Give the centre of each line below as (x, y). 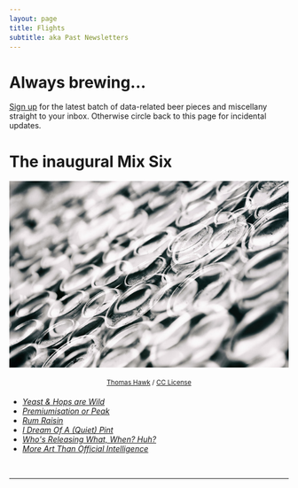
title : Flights (37, 28)
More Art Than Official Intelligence (85, 449)
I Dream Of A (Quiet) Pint (67, 430)
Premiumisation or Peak (66, 411)
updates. (25, 126)
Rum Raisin (43, 421)
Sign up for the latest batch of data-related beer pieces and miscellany (138, 107)
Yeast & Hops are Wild (63, 402)
